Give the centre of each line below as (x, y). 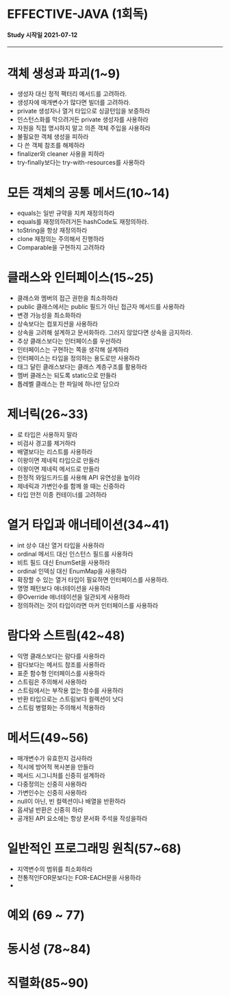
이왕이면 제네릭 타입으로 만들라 (58, 460)
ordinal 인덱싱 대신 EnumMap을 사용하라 (72, 571)
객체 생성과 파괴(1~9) (64, 73)
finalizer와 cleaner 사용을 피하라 (61, 154)
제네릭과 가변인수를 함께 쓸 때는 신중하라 (71, 486)
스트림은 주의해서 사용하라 (52, 682)
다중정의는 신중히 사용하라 (52, 784)
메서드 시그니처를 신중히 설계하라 (61, 775)
